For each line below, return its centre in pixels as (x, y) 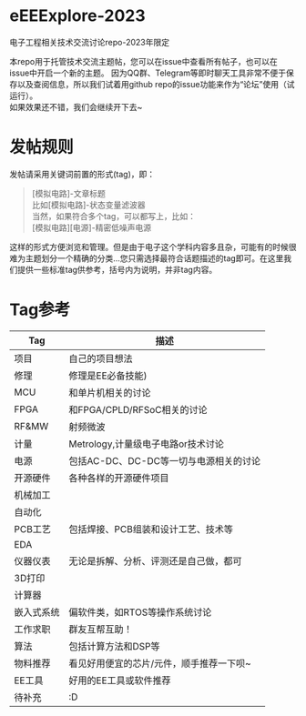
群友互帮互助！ (101, 629)
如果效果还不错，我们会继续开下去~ (76, 106)
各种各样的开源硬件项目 (119, 478)
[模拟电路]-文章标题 (69, 193)
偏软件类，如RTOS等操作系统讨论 (140, 612)
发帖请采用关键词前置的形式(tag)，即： (82, 174)
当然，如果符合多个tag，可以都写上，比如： (113, 216)
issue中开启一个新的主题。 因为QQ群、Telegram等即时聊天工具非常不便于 (148, 73)
